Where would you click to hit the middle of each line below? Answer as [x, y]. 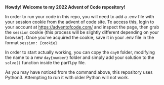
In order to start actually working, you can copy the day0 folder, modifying [80, 52]
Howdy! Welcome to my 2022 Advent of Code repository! [65, 7]
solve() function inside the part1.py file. [46, 63]
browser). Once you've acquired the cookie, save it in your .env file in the [80, 37]
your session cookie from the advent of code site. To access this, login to [80, 22]
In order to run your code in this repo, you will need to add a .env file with [80, 16]
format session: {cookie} [31, 43]
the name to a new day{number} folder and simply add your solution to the [80, 57]
